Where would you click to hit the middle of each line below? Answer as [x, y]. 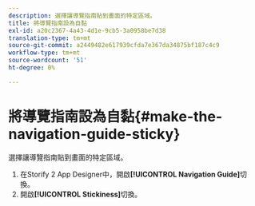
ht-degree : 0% [32, 68]
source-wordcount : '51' [48, 61]
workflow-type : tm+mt [44, 53]
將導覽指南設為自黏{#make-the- [116, 116]
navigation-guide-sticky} [94, 134]
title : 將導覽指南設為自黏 [48, 23]
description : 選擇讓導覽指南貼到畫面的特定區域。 [82, 16]
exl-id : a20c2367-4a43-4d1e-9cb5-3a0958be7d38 [87, 30]
